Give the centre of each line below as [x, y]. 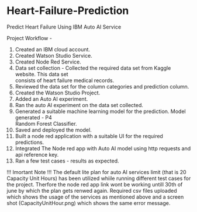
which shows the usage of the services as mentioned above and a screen [95, 197]
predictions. [30, 142]
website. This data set [42, 74]
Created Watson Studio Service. [53, 55]
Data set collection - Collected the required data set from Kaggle [93, 68]
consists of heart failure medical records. [65, 80]
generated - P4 [33, 117]
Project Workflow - [29, 38]
